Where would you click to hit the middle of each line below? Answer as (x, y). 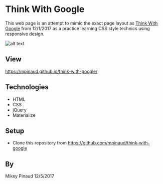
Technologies (27, 87)
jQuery (19, 110)
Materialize (24, 115)
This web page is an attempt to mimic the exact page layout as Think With (81, 23)
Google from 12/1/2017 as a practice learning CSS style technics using (77, 28)
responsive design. (25, 34)
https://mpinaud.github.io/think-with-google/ (51, 71)
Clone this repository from (39, 143)
